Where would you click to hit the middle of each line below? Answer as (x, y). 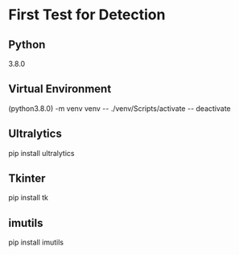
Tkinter (27, 179)
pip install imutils (36, 242)
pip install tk (29, 198)
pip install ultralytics (41, 153)
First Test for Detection (87, 15)
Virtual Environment (60, 89)
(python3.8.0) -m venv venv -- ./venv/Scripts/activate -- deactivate (119, 108)
